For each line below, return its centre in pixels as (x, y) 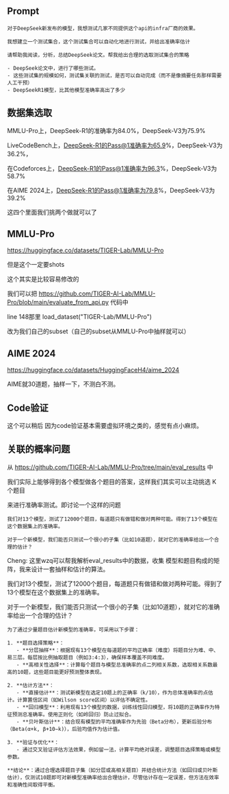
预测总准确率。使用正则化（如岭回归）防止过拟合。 (73, 714)
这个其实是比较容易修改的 (43, 279)
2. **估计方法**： (31, 685)
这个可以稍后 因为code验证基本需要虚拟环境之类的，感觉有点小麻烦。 (105, 426)
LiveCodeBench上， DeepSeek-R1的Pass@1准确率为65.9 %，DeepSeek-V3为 (115, 145)
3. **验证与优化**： (33, 742)
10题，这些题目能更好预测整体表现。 (61, 672)
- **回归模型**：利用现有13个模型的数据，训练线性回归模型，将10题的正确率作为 (116, 707)
